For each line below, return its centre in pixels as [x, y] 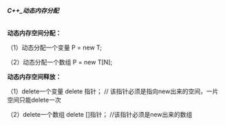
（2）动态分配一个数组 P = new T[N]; [60, 62]
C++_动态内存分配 [33, 10]
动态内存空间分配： [34, 33]
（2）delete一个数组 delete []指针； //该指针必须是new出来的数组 [100, 115]
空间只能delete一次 [34, 100]
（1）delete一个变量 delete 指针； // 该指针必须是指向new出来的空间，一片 [113, 91]
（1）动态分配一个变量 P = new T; [55, 47]
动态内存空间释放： [34, 77]
